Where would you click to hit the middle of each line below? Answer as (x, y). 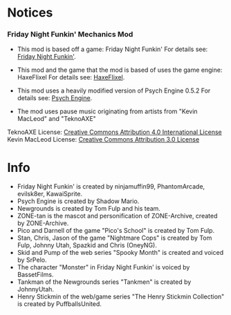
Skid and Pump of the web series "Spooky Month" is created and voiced (120, 253)
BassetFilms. (35, 275)
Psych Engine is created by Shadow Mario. (78, 201)
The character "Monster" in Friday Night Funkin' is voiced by (103, 267)
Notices (30, 13)
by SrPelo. (32, 260)
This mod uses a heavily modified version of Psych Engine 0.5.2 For (114, 90)
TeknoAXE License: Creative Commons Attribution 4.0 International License (115, 132)
